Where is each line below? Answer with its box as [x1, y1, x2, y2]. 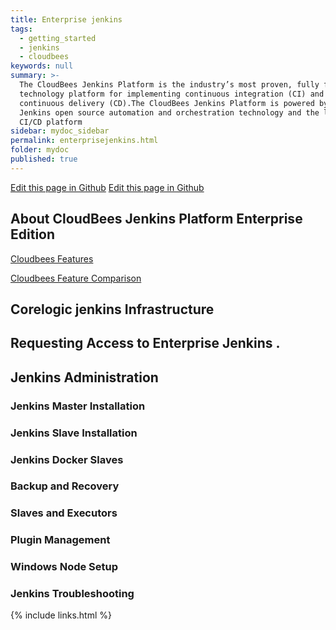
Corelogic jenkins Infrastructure [10, 301, 215, 318]
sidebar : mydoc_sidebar [10, 126, 110, 136]
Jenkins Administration [10, 369, 159, 386]
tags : [10, 24, 33, 34]
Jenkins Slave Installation [10, 426, 138, 440]
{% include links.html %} [10, 609, 112, 621]
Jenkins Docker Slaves [10, 452, 124, 466]
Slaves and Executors [10, 506, 118, 520]
